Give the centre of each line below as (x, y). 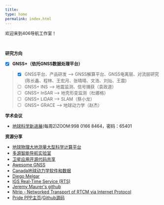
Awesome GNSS (29, 165)
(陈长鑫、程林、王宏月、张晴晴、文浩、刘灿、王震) (75, 80)
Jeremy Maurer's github (37, 186)
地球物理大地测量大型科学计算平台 (47, 147)
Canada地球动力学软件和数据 (41, 171)
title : (12, 10)
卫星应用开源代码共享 (34, 159)
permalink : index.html (28, 19)
